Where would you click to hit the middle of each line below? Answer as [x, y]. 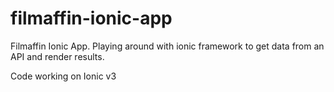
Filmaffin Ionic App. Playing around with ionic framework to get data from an [167, 46]
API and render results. [57, 56]
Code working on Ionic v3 [63, 76]
